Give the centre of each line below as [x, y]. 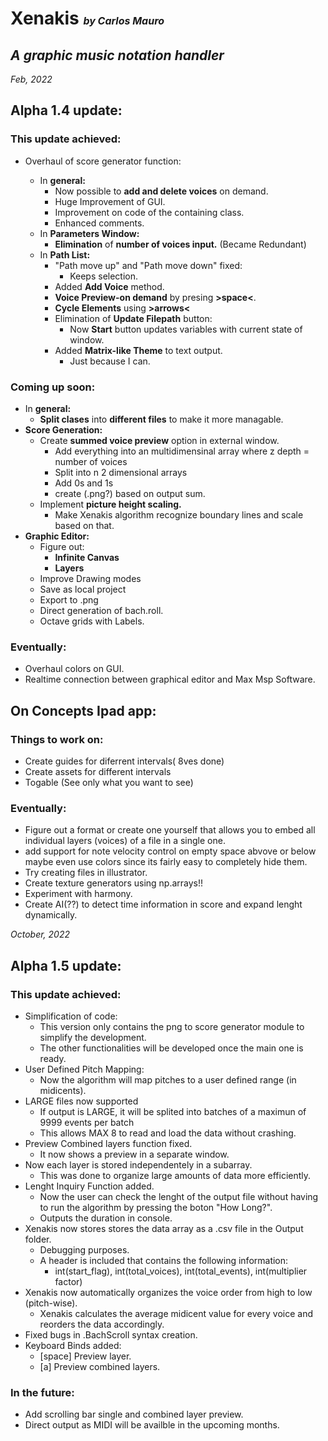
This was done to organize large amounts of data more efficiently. [175, 1175]
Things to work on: [57, 739]
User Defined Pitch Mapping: [84, 1069]
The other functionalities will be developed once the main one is [171, 1048]
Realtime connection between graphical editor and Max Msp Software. [170, 679]
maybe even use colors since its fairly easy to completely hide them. [166, 862]
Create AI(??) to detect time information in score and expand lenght [163, 904]
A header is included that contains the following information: [164, 1260]
